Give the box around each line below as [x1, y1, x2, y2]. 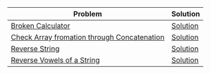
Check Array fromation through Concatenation [11, 32, 164, 42]
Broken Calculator [11, 21, 71, 30]
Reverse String [11, 44, 60, 54]
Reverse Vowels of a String [11, 56, 100, 65]
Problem [73, 9, 102, 18]
